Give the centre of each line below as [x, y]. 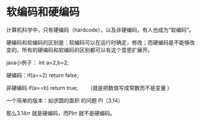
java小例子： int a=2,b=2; [38, 62]
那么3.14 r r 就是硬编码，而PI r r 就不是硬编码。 [61, 113]
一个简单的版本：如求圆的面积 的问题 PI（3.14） [65, 100]
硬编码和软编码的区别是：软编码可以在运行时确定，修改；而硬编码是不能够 [98, 42]
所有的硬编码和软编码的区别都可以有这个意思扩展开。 [87, 50]
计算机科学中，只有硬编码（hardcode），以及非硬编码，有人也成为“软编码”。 [100, 30]
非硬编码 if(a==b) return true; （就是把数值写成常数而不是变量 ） [89, 87]
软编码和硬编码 [43, 12]
